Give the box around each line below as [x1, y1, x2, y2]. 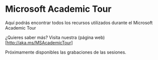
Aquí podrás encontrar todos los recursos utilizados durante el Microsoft [5, 20, 153, 26]
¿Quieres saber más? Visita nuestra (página [5, 34, 94, 40]
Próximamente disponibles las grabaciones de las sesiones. [5, 49, 127, 55]
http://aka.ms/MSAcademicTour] [6, 39, 73, 45]
